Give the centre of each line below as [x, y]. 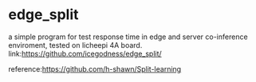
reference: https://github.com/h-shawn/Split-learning [95, 68]
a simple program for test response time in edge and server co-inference [128, 37]
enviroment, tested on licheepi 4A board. [75, 45]
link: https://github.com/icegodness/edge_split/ [85, 53]
